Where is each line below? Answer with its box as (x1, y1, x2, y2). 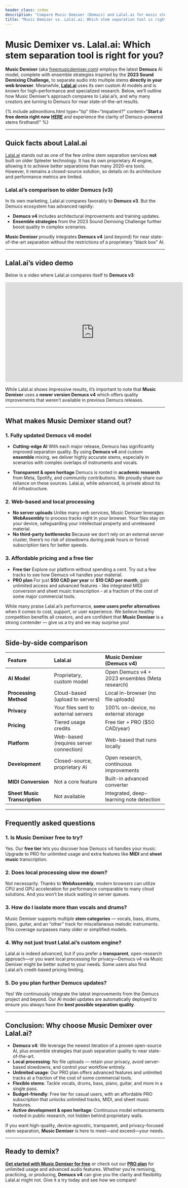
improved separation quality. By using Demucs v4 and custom (12, 449, 143, 455)
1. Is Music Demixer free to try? (5, 834, 83, 841)
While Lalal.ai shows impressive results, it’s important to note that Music (5, 386, 156, 392)
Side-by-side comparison (5, 638, 88, 647)
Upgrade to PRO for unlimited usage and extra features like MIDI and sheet (5, 851, 162, 857)
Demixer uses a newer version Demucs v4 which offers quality (5, 392, 138, 398)
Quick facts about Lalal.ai (5, 139, 87, 147)
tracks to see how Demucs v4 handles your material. (12, 571, 123, 578)
